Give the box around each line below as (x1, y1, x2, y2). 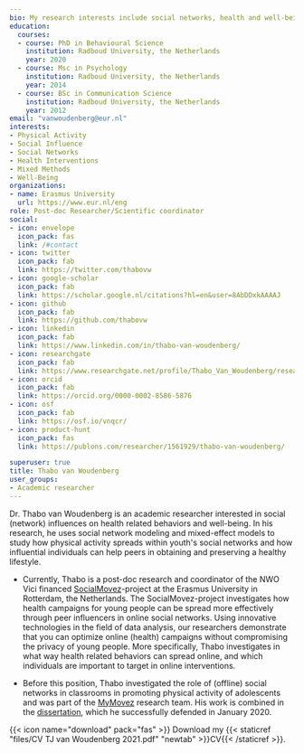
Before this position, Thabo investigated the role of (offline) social (22, 677, 267, 688)
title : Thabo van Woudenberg (9, 466, 119, 475)
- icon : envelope (9, 223, 75, 232)
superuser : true (9, 458, 71, 467)
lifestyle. (9, 556, 42, 567)
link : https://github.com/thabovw (17, 315, 147, 325)
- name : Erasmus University (9, 190, 116, 199)
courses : (17, 30, 51, 39)
